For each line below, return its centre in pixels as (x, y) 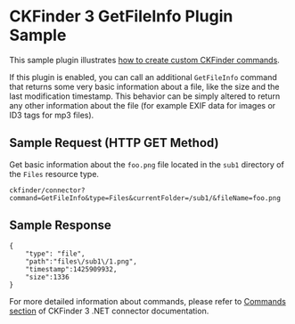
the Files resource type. (54, 174)
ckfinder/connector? (48, 190)
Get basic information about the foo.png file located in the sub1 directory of (147, 164)
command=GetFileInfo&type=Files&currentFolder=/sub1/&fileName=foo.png (145, 198)
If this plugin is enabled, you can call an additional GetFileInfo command (143, 77)
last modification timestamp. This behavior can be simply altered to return (145, 96)
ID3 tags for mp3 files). (52, 115)
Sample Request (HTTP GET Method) (114, 143)
